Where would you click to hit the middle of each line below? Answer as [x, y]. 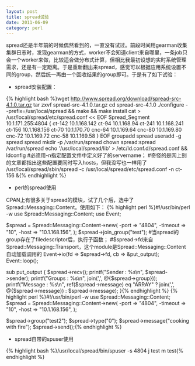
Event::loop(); [22, 261]
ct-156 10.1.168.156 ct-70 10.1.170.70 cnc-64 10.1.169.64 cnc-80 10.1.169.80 [94, 130]
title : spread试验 [27, 17]
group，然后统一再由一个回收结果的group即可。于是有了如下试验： [97, 74]
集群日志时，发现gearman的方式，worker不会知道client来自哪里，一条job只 [97, 53]
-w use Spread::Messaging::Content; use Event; [64, 214]
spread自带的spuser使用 [44, 339]
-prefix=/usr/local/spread [36, 111]
